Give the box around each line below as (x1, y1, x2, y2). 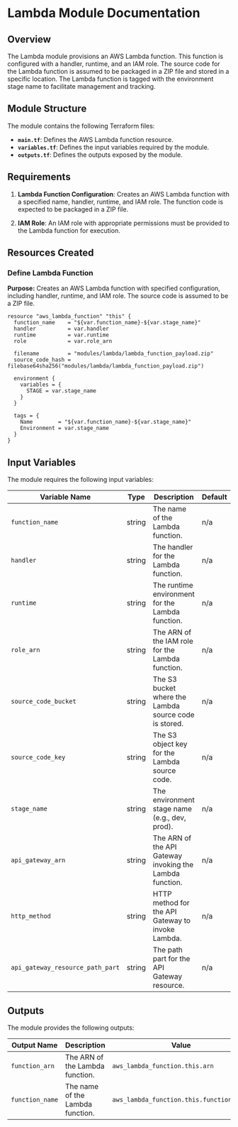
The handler (152, 542, 193, 552)
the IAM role (152, 637, 193, 647)
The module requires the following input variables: (7, 475, 154, 484)
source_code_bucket (11, 698, 76, 705)
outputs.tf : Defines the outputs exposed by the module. (17, 150, 183, 159)
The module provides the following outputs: (7, 1023, 135, 1032)
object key (152, 740, 188, 749)
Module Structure (7, 103, 87, 115)
